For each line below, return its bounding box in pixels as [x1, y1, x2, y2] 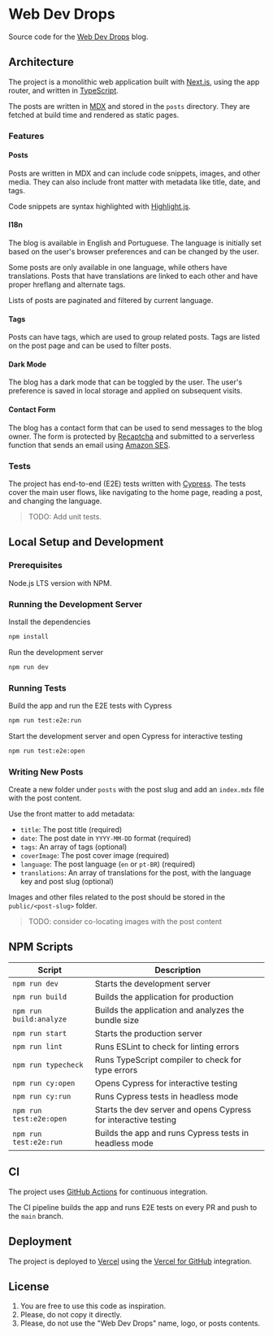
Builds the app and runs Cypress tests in [94, 1127, 249, 1139]
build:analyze [12, 1014, 67, 1024]
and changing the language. [8, 496, 102, 505]
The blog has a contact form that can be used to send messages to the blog [8, 423, 262, 432]
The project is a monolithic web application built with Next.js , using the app [8, 76, 260, 86]
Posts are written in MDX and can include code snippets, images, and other [8, 168, 261, 178]
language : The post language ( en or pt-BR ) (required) [19, 859, 196, 870]
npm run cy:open [12, 1078, 76, 1087]
